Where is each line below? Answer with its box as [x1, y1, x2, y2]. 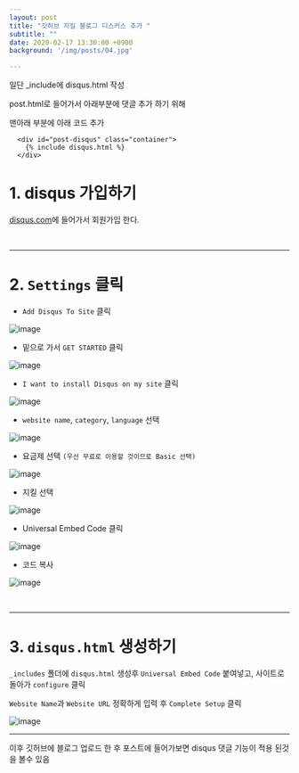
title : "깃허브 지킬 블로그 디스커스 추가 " [9, 21, 151, 30]
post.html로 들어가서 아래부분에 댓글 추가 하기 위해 [9, 99, 186, 110]
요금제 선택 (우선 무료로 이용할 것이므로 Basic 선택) [21, 451, 197, 461]
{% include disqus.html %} [25, 144, 125, 152]
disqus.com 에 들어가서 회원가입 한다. [9, 215, 140, 226]
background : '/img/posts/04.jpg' [9, 46, 133, 55]
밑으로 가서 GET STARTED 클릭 [21, 342, 124, 352]
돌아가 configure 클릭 [9, 678, 86, 689]
